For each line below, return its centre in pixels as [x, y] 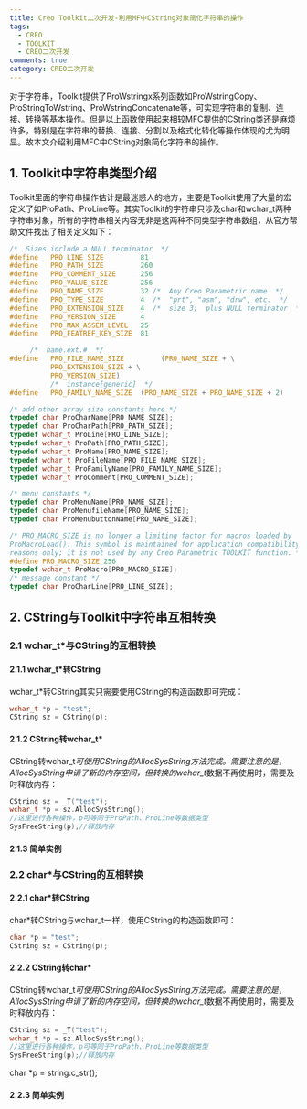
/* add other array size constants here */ [94, 409]
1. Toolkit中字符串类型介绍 [83, 173]
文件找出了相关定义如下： [65, 231]
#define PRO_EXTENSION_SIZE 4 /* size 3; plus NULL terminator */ [157, 308]
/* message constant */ [55, 578]
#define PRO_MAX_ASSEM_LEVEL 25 [79, 325]
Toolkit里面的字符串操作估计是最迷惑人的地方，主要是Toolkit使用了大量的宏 [151, 197]
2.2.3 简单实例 [37, 1094]
